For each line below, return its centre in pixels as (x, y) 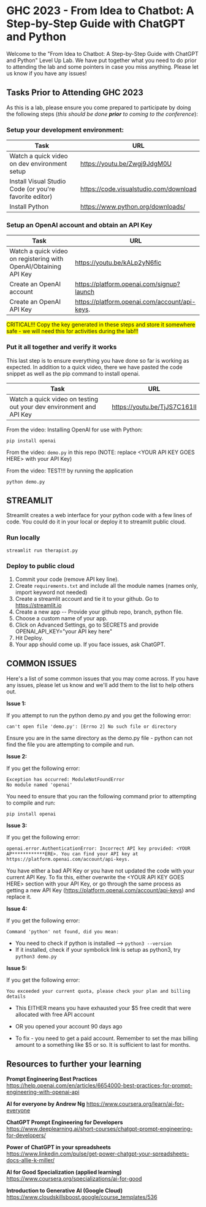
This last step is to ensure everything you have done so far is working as (98, 360)
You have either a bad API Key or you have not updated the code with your (101, 870)
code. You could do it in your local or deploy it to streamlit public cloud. (96, 522)
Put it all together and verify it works (62, 347)
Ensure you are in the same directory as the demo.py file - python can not (100, 738)
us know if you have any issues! (47, 73)
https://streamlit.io (38, 606)
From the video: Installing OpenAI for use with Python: (74, 430)
